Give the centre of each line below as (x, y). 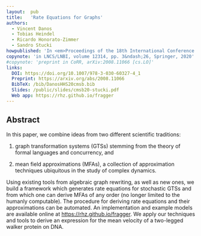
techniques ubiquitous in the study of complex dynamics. (86, 170)
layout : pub (22, 12)
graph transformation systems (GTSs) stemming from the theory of (98, 146)
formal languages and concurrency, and (64, 152)
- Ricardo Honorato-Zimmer (45, 40)
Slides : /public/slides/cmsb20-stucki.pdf (65, 90)
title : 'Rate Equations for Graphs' (55, 17)
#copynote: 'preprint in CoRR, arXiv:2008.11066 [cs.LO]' (80, 62)
